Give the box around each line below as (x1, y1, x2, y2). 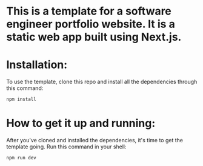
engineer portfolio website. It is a (6, 17, 176, 31)
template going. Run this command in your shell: (6, 143, 127, 150)
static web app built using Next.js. (6, 30, 182, 44)
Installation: (6, 58, 68, 72)
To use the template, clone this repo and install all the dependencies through (6, 78, 198, 86)
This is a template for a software (6, 4, 171, 18)
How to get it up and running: (6, 117, 156, 130)
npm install (6, 96, 36, 103)
